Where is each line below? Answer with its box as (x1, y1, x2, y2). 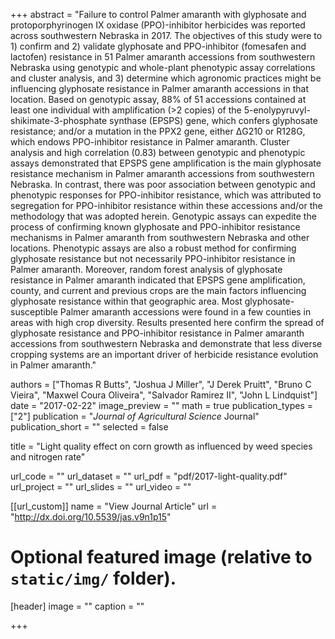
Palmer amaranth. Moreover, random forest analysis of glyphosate (10, 264, 283, 275)
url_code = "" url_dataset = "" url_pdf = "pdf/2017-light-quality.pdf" (10, 470, 288, 482)
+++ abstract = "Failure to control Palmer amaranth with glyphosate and (10, 9, 307, 20)
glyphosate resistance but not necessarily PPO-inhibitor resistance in (10, 253, 296, 264)
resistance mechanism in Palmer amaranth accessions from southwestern (10, 168, 315, 179)
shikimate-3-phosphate (10, 115, 108, 126)
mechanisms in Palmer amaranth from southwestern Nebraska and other (10, 232, 310, 243)
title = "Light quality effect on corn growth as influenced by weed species (10, 440, 313, 452)
